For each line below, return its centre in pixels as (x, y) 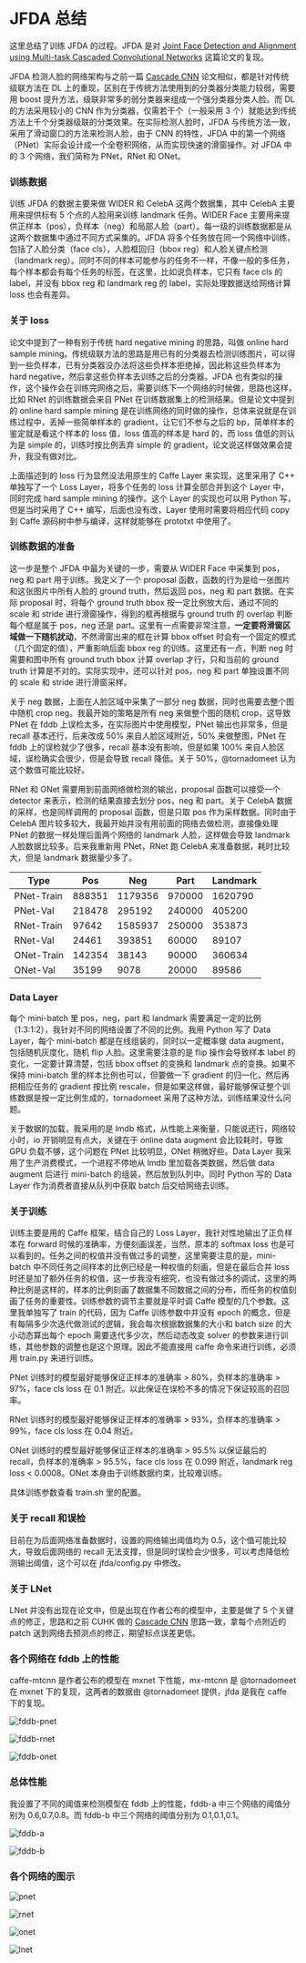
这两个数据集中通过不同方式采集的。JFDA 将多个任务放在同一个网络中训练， (153, 238)
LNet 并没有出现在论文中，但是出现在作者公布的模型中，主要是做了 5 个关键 (152, 1610)
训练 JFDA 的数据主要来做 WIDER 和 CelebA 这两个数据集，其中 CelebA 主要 (153, 204)
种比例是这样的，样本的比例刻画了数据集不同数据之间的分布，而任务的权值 (149, 1290)
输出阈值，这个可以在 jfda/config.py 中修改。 (102, 1562)
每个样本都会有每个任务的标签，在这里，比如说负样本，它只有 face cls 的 (146, 272)
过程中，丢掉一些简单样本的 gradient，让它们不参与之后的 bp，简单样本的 (155, 422)
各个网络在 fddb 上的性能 (65, 1659)
